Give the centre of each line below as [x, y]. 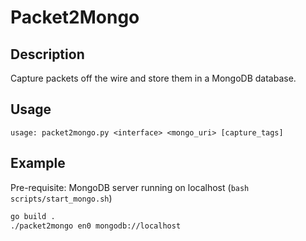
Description [47, 54]
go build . [33, 216]
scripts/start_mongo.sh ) [61, 198]
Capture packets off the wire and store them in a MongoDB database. [153, 78]
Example [38, 163]
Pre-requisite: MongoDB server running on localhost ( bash [130, 187]
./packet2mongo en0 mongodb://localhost [96, 226]
